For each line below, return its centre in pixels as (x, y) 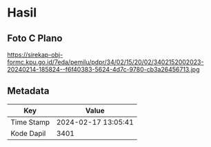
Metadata (28, 91)
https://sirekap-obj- (35, 55)
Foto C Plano (35, 38)
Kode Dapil (28, 133)
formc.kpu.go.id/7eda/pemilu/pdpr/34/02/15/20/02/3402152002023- (105, 62)
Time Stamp (30, 122)
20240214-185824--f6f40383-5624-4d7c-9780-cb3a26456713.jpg (103, 69)
